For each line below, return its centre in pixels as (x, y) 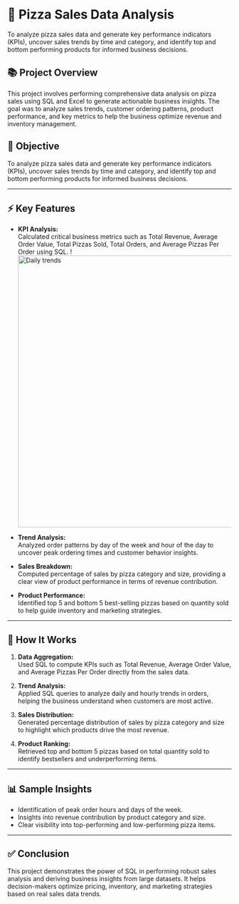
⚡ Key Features (42, 209)
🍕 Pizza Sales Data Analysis (91, 15)
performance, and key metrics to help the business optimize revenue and (115, 116)
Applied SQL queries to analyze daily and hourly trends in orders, (113, 694)
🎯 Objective (33, 147)
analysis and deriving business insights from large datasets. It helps (107, 878)
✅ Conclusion (38, 854)
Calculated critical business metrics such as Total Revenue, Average (118, 237)
